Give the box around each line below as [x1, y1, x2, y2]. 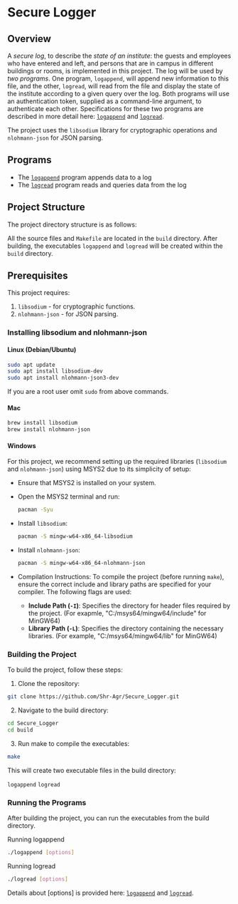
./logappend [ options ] [7, 849, 75, 856]
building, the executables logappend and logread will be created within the [7, 241, 223, 250]
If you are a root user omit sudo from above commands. [7, 388, 169, 396]
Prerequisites [7, 270, 68, 282]
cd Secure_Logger [7, 720, 59, 727]
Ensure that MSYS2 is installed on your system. [17, 479, 156, 487]
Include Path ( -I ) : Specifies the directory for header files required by [28, 601, 231, 610]
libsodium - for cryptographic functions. [17, 302, 136, 311]
